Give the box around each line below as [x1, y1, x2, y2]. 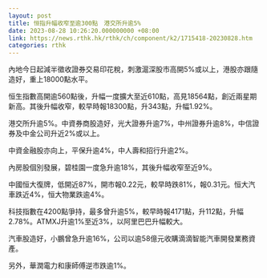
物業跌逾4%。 [61, 190, 109, 199]
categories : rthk [8, 42, 67, 50]
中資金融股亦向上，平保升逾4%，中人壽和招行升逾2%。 [8, 146, 193, 155]
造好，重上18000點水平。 [8, 75, 92, 84]
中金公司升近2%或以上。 [22, 129, 104, 139]
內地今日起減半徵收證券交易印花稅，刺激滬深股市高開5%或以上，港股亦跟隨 [8, 65, 259, 75]
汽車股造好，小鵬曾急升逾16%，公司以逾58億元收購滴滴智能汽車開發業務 [8, 234, 249, 244]
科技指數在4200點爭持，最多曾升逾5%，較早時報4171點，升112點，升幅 [8, 207, 245, 216]
